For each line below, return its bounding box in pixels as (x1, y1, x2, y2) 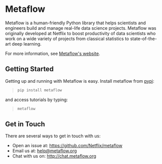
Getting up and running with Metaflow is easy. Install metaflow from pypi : (5, 78, 155, 84)
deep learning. (11, 41, 42, 47)
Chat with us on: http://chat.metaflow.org (12, 153, 97, 159)
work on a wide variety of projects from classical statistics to (5, 36, 129, 42)
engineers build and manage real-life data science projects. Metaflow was (5, 25, 157, 31)
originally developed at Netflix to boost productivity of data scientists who (5, 30, 156, 36)
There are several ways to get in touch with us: (5, 133, 101, 139)
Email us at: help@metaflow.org (12, 148, 77, 154)
